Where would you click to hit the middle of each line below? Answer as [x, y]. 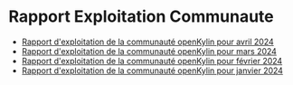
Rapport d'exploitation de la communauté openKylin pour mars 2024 [149, 51]
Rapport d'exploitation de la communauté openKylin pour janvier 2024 [152, 71]
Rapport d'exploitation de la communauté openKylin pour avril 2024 [148, 42]
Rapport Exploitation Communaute [141, 17]
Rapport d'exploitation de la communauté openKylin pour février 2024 [152, 61]
